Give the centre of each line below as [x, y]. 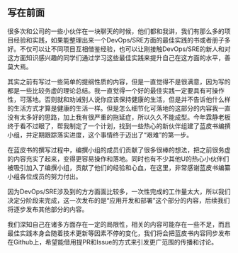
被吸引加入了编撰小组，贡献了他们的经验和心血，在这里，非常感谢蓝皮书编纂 [119, 167]
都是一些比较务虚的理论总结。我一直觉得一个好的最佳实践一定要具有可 [110, 90]
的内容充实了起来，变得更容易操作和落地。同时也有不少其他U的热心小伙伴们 [118, 159]
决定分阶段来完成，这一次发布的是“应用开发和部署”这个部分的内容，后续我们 [119, 200]
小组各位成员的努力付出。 [45, 176]
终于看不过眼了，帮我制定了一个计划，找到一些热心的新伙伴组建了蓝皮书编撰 [119, 125]
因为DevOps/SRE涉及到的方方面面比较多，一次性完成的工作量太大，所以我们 [119, 191]
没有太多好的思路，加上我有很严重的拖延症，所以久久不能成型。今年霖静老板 [119, 117]
